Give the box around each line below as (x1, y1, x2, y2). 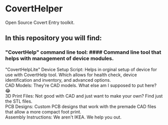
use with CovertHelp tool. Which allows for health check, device (5, 72, 137, 78)
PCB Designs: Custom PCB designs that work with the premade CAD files (5, 103, 156, 110)
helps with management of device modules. (5, 55, 114, 62)
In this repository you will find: (5, 34, 102, 42)
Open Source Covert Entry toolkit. (5, 19, 75, 25)
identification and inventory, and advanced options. (5, 77, 111, 83)
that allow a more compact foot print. (5, 109, 81, 115)
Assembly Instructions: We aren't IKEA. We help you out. (5, 114, 121, 120)
